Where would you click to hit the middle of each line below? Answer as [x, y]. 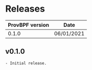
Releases [25, 9]
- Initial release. [26, 63]
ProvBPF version [29, 25]
